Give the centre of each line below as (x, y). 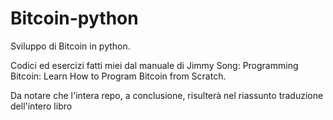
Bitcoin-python (74, 18)
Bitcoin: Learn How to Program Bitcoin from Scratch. (118, 76)
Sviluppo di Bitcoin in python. (70, 46)
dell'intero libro (41, 106)
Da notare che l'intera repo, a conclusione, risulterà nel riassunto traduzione (167, 95)
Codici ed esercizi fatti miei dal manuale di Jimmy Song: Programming (154, 65)
